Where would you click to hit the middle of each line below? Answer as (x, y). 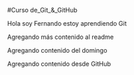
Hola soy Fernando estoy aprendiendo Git (67, 23)
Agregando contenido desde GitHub (59, 64)
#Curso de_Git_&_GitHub (43, 10)
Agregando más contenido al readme (60, 37)
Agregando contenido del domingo (57, 50)
